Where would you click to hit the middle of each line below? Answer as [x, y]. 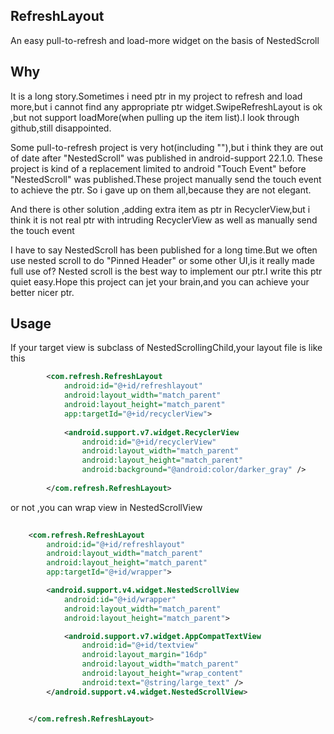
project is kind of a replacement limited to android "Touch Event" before [158, 168]
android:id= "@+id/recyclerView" [149, 442]
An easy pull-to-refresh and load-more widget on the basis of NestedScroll [165, 40]
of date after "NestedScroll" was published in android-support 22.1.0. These [166, 158]
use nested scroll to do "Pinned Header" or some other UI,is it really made [162, 260]
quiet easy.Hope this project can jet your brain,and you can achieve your [160, 281]
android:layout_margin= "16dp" [144, 655]
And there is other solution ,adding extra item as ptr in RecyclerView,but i [160, 209]
